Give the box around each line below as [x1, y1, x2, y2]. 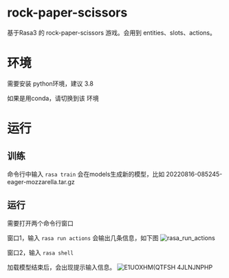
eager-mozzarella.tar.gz [7, 177, 75, 186]
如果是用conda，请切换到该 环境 [7, 94, 100, 102]
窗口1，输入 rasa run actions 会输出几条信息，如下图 [7, 233, 160, 242]
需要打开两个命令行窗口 [7, 219, 74, 227]
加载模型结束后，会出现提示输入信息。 [7, 263, 116, 271]
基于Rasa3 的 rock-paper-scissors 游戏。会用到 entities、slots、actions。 [7, 28, 217, 37]
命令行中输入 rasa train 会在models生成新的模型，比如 [7, 170, 165, 178]
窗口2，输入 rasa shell [7, 248, 74, 257]
